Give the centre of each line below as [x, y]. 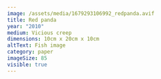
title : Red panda [32, 20]
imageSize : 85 [27, 58]
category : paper [30, 52]
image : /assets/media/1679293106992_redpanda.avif [81, 13]
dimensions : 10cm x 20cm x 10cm [53, 39]
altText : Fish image [37, 45]
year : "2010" [26, 26]
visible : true [27, 65]
